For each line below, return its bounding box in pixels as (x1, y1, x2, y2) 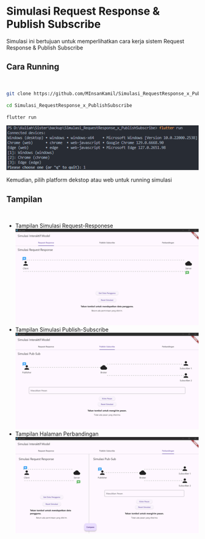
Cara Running (6, 62, 60, 72)
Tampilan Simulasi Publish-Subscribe (15, 326, 109, 334)
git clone (6, 90, 32, 97)
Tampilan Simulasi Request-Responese (15, 222, 113, 230)
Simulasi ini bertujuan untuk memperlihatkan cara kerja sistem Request (6, 37, 185, 45)
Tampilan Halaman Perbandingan (15, 430, 99, 438)
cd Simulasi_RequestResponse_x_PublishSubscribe (6, 102, 132, 108)
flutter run (6, 114, 37, 120)
